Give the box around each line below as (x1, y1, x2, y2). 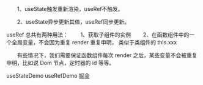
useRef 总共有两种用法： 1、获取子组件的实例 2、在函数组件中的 (6, 31, 190, 38)
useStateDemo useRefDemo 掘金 (6, 72, 90, 79)
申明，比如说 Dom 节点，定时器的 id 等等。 (6, 59, 115, 66)
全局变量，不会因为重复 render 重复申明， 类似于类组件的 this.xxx (11, 39, 177, 46)
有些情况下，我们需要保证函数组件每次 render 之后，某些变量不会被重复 (17, 52, 197, 59)
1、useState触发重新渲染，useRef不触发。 (17, 5, 124, 12)
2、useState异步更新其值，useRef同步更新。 (17, 18, 130, 25)
